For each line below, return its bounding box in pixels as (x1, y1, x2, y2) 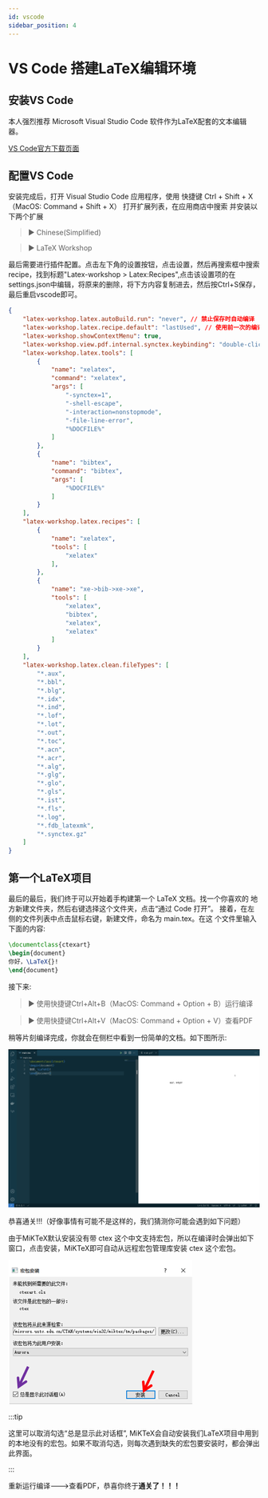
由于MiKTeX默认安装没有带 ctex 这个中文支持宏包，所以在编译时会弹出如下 (8, 1233, 254, 1243)
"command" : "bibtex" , (50, 467, 124, 475)
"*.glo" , (37, 779, 66, 787)
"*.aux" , (37, 669, 66, 678)
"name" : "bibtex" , (50, 459, 112, 467)
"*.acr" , (37, 754, 66, 762)
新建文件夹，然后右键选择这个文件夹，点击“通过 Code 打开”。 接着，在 (14, 904, 248, 913)
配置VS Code (8, 169, 74, 182)
